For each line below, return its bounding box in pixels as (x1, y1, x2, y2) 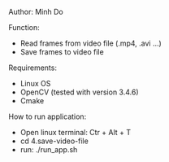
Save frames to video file (19, 47, 104, 56)
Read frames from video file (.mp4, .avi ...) (19, 38, 162, 48)
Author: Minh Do (8, 7, 63, 16)
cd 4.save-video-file (19, 136, 89, 146)
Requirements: (8, 63, 57, 72)
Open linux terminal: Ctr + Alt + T (19, 128, 132, 137)
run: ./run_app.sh (19, 145, 78, 154)
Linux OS (19, 79, 51, 88)
